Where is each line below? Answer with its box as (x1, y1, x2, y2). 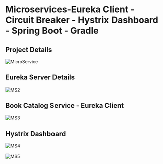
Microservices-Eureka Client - (5, 4, 135, 15)
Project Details (5, 45, 52, 54)
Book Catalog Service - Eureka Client (5, 101, 124, 110)
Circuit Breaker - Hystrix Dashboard (5, 14, 159, 26)
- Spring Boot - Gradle (5, 25, 99, 36)
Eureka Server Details (5, 73, 75, 82)
